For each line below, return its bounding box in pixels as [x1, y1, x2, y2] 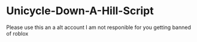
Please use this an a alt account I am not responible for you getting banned [6, 24, 192, 31]
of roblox [6, 30, 29, 37]
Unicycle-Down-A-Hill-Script [6, 4, 154, 18]
